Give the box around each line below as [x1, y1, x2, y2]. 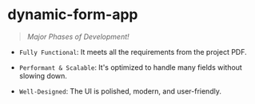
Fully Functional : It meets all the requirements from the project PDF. [18, 47, 247, 56]
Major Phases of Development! [26, 32, 129, 41]
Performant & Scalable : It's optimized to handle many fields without [18, 62, 243, 72]
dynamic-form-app [7, 6, 138, 24]
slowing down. [18, 71, 67, 80]
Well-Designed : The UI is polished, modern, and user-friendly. [18, 86, 221, 96]
